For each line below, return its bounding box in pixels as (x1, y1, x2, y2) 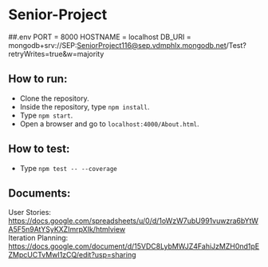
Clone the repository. (19, 94, 89, 103)
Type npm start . (19, 110, 73, 120)
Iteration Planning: (8, 233, 69, 243)
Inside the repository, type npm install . (19, 102, 150, 111)
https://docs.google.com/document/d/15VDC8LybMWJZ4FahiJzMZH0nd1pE (8, 241, 260, 251)
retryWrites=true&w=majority (8, 49, 104, 58)
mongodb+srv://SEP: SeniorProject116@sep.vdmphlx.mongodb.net (8, 40, 227, 50)
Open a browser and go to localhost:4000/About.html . (19, 118, 199, 129)
